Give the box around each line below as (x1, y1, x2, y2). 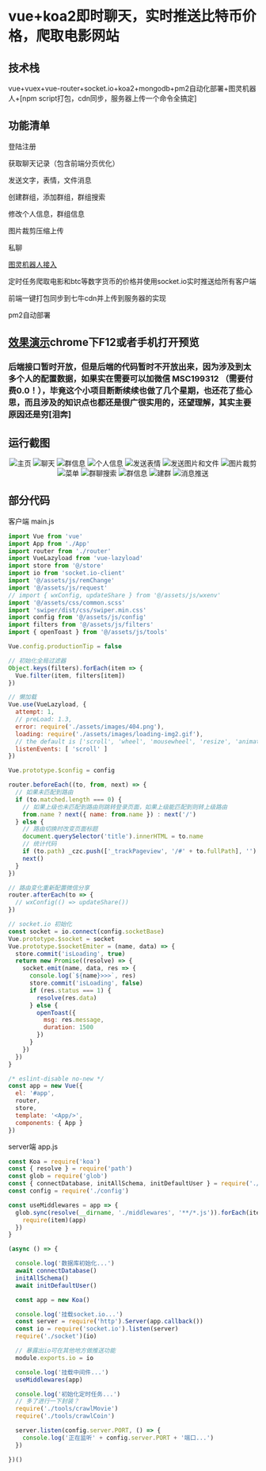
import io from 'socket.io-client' (8, 569, 126, 578)
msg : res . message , (43, 1016, 104, 1024)
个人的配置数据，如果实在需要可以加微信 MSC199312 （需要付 (16, 374, 253, 385)
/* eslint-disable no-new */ (8, 1074, 104, 1083)
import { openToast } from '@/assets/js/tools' (8, 628, 169, 636)
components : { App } (15, 1119, 83, 1127)
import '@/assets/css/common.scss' (8, 598, 126, 607)
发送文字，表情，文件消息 (8, 175, 92, 185)
